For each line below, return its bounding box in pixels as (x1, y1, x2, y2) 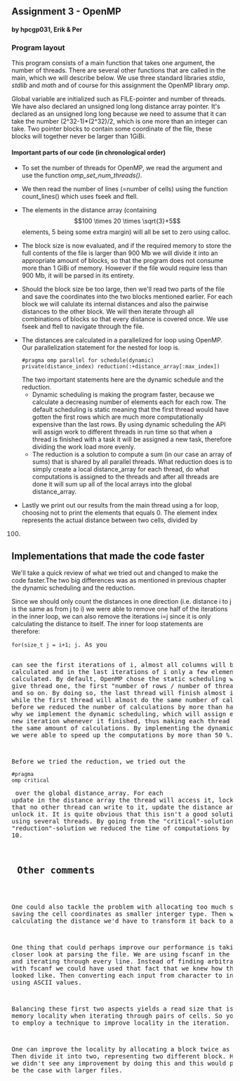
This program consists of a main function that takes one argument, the (11, 59, 215, 67)
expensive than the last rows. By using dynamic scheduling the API (32, 420, 227, 429)
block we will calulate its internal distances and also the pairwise (21, 300, 209, 309)
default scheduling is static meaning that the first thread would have (32, 406, 229, 414)
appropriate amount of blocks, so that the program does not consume (21, 257, 224, 265)
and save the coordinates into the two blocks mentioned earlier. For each (21, 292, 233, 301)
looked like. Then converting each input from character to (11, 971, 223, 980)
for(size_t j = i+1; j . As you (11, 641, 107, 649)
